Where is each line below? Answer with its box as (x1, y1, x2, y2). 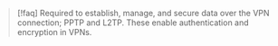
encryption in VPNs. (16, 27, 92, 37)
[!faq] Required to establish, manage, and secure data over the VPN (16, 8, 270, 18)
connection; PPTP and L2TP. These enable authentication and (16, 17, 250, 28)
